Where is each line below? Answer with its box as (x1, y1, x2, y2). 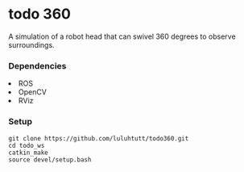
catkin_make (8, 149, 48, 157)
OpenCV (19, 87, 47, 97)
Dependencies (8, 60, 67, 71)
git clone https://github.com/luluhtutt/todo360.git (8, 134, 189, 142)
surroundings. (8, 40, 55, 49)
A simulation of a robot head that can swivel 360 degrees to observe (8, 31, 236, 41)
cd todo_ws (8, 141, 45, 149)
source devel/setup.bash (8, 155, 92, 164)
